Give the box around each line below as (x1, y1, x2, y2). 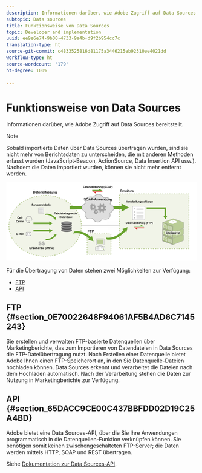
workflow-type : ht (6, 55, 53, 61)
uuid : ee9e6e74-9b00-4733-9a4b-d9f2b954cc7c (6, 35, 120, 42)
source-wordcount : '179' (6, 61, 69, 67)
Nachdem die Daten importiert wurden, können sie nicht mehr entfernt (6, 164, 181, 171)
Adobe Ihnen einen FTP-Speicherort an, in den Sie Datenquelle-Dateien (6, 357, 184, 364)
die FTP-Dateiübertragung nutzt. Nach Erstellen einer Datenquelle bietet (6, 350, 186, 358)
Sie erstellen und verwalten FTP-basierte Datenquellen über (6, 338, 155, 345)
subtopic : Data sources (6, 16, 67, 22)
